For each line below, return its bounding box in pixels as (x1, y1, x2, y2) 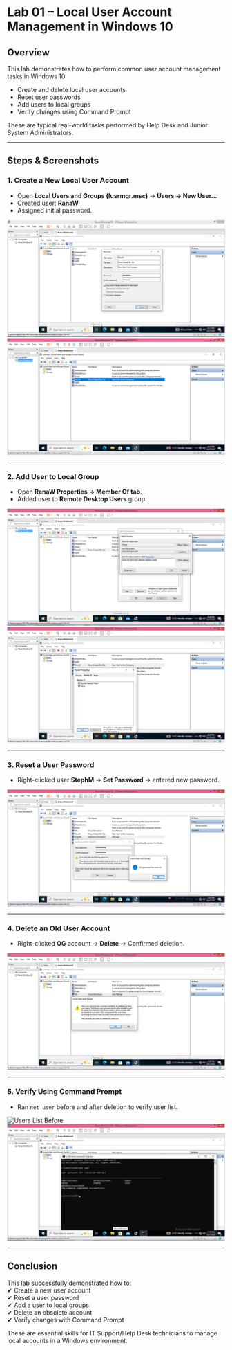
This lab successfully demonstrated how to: (7, 1279, 132, 1287)
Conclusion (7, 1261, 58, 1272)
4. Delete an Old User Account (7, 924, 110, 933)
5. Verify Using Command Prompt (7, 1087, 122, 1097)
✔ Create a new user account (7, 1286, 91, 1295)
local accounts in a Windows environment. (7, 1336, 128, 1344)
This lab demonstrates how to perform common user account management (7, 65, 221, 73)
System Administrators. (7, 129, 74, 136)
